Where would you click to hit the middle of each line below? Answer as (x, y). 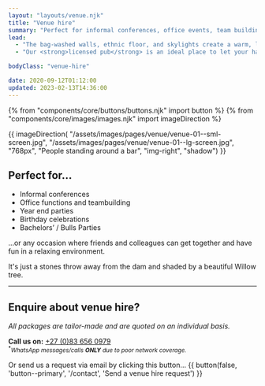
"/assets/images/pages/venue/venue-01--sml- (146, 134)
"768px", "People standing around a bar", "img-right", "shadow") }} (117, 150)
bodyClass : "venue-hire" (49, 67)
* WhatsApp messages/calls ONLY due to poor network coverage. (97, 350)
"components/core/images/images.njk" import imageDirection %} (115, 118)
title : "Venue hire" (42, 23)
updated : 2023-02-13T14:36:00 (58, 87)
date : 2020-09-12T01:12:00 (52, 80)
